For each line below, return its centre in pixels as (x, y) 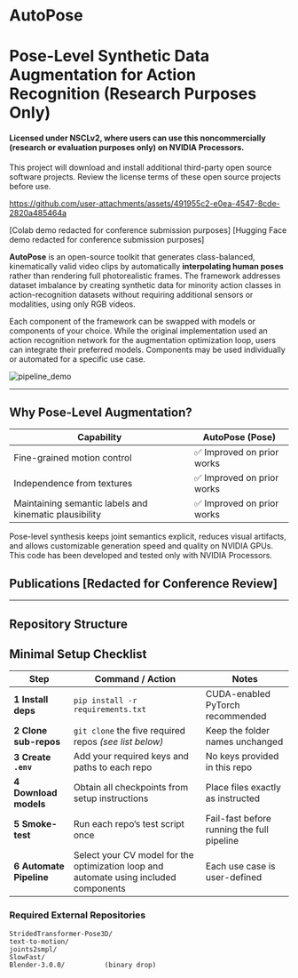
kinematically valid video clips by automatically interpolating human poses (146, 266)
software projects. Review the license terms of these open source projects (145, 176)
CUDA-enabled (238, 694)
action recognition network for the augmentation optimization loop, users (143, 340)
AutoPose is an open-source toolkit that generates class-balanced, (132, 257)
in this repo (229, 767)
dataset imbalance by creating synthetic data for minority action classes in (145, 285)
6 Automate (39, 866)
